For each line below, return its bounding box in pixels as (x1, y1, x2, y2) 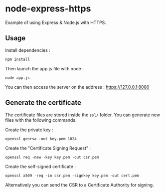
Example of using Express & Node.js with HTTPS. (5, 19, 106, 25)
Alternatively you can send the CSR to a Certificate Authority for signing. (5, 182, 154, 188)
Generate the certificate (5, 98, 81, 107)
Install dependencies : (5, 47, 51, 53)
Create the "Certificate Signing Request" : (5, 145, 91, 151)
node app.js (5, 75, 30, 80)
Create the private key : (5, 127, 53, 133)
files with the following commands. (5, 117, 77, 123)
